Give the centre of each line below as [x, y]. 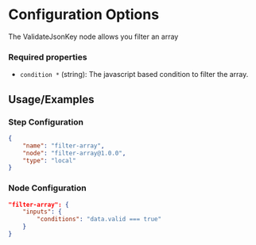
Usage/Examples [51, 100]
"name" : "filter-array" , [64, 145]
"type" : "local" [50, 160]
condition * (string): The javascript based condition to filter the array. [134, 75]
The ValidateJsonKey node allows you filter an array [93, 36]
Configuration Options [84, 15]
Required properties [48, 57]
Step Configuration [46, 122]
